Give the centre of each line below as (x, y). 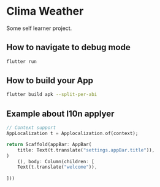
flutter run (21, 61)
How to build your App (50, 81)
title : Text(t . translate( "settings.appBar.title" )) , (86, 150)
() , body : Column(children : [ (56, 161)
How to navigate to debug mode (68, 47)
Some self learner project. (39, 28)
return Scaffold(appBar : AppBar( (49, 144)
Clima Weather (45, 11)
